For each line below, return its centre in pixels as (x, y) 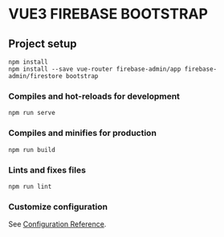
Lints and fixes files (47, 170)
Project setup (43, 44)
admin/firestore (35, 76)
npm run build (32, 149)
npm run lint (30, 186)
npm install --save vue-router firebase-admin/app (95, 69)
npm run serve (32, 113)
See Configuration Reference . (57, 224)
